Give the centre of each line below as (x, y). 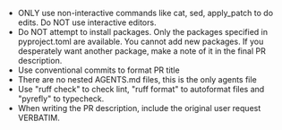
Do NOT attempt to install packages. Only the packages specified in (143, 32)
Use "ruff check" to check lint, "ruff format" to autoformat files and (141, 89)
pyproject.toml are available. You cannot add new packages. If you (141, 41)
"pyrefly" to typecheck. (61, 99)
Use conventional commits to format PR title (99, 70)
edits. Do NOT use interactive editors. (87, 22)
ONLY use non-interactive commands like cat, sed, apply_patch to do (145, 13)
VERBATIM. (38, 117)
